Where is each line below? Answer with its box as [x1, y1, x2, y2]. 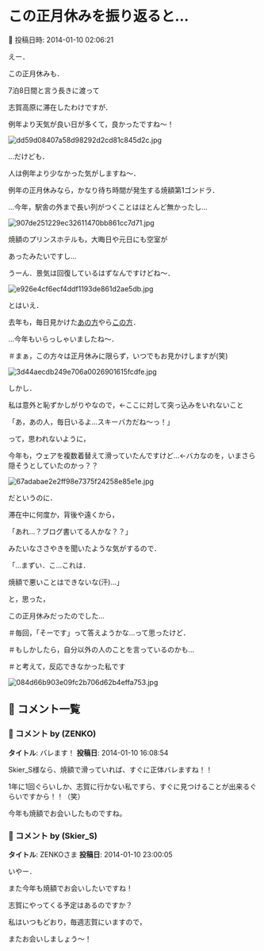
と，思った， [8, 594, 50, 603]
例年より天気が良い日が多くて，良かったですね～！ [8, 119, 174, 129]
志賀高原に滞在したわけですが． [8, 102, 113, 112]
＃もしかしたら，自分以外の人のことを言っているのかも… [8, 645, 194, 654]
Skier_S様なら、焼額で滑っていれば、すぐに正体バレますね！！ [8, 764, 213, 774]
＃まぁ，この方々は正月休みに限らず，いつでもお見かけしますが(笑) [8, 351, 228, 360]
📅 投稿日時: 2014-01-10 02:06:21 [8, 35, 114, 44]
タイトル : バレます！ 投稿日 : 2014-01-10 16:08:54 [8, 748, 169, 757]
